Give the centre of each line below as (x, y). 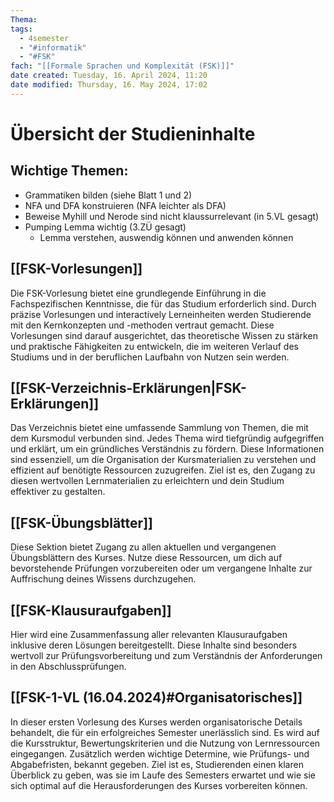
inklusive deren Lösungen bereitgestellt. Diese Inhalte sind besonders (154, 645)
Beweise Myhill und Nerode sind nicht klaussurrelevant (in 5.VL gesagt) (172, 216)
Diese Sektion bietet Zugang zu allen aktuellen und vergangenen (143, 547)
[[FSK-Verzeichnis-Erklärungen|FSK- (128, 387)
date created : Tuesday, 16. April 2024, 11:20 (109, 76)
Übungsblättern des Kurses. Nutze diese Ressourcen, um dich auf (146, 558)
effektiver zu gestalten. (58, 492)
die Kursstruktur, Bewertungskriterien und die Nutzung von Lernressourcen (165, 743)
